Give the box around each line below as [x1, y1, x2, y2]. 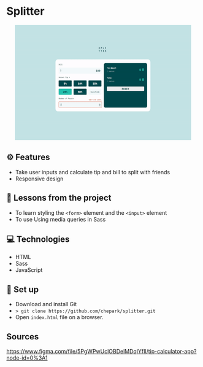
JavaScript [15, 266, 43, 274]
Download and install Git [15, 301, 77, 308]
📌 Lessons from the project [6, 193, 112, 203]
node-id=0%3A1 [6, 354, 48, 361]
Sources [6, 331, 39, 342]
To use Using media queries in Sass [15, 215, 106, 223]
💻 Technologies [6, 234, 70, 244]
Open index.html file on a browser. [15, 314, 104, 321]
